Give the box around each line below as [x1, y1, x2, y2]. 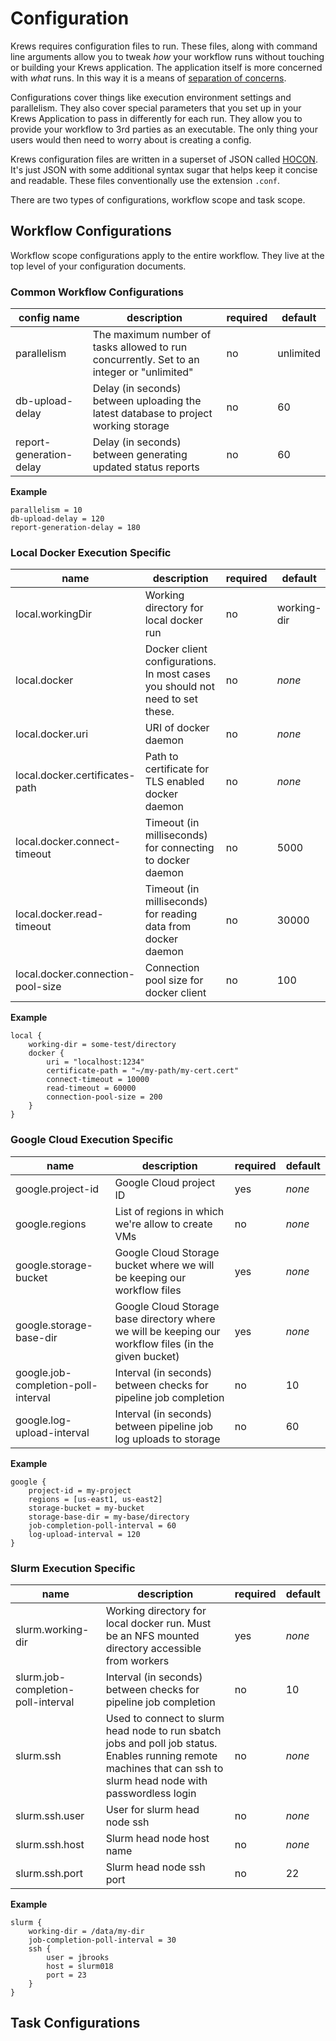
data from [144, 920, 192, 934]
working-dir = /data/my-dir [28, 1926, 145, 1936]
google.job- [15, 1365, 72, 1379]
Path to [144, 750, 179, 764]
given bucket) [114, 1349, 180, 1363]
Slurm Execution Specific [10, 1561, 136, 1575]
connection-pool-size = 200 [46, 1092, 163, 1102]
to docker [144, 853, 190, 867]
